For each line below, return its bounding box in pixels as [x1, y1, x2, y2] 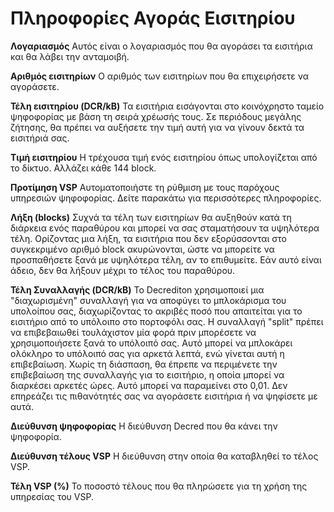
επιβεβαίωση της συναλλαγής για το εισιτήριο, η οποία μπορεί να [10, 368, 285, 381]
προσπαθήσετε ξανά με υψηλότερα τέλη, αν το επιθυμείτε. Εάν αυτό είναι [10, 253, 322, 266]
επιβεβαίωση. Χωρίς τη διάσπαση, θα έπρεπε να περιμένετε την [10, 358, 278, 370]
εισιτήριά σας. [10, 132, 70, 144]
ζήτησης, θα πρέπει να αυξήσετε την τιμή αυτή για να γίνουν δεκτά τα [10, 121, 305, 133]
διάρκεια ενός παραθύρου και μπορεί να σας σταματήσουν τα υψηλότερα [10, 222, 320, 234]
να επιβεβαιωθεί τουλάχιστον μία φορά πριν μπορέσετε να [10, 326, 257, 338]
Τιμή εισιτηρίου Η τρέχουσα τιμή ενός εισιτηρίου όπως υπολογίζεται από [10, 151, 318, 163]
